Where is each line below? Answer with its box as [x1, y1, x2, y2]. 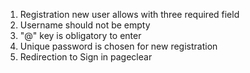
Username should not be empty [19, 19, 151, 31]
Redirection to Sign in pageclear [19, 51, 153, 63]
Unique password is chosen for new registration [19, 40, 218, 52]
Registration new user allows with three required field [19, 9, 240, 20]
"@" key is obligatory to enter [19, 30, 142, 41]
